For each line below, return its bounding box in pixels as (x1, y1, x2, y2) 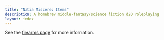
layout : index (5, 16, 34, 21)
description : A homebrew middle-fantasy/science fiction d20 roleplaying (5, 12, 160, 17)
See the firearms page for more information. (5, 30, 94, 36)
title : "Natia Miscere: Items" (5, 7, 69, 12)
